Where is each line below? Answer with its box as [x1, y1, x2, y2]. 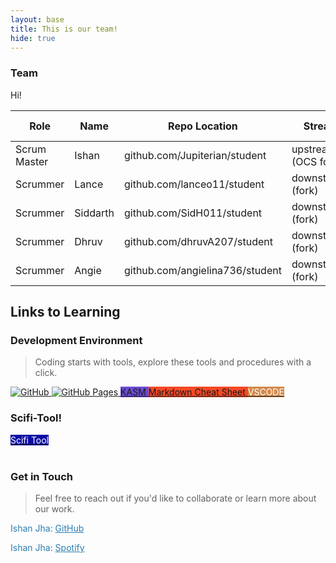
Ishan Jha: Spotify [10, 541, 85, 553]
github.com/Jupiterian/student [123, 148, 267, 162]
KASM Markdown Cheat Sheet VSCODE [120, 386, 285, 398]
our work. [34, 502, 75, 515]
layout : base [10, 14, 65, 25]
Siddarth [74, 206, 115, 220]
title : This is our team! [10, 24, 118, 34]
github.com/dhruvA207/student [123, 234, 273, 248]
